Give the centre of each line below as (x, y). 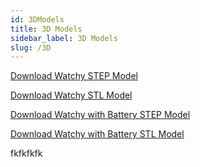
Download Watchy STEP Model (74, 76)
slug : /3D (31, 47)
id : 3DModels (37, 19)
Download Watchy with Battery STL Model (97, 134)
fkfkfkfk (26, 153)
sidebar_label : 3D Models (64, 38)
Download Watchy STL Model (71, 95)
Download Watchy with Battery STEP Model (100, 115)
